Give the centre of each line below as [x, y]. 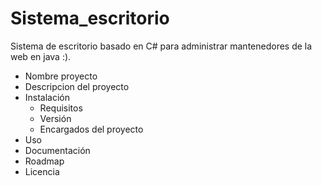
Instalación [47, 97]
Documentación [57, 150]
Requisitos [61, 108]
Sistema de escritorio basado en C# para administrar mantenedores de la [161, 46]
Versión [55, 118]
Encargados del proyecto [91, 129]
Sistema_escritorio [90, 18]
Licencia [42, 171]
